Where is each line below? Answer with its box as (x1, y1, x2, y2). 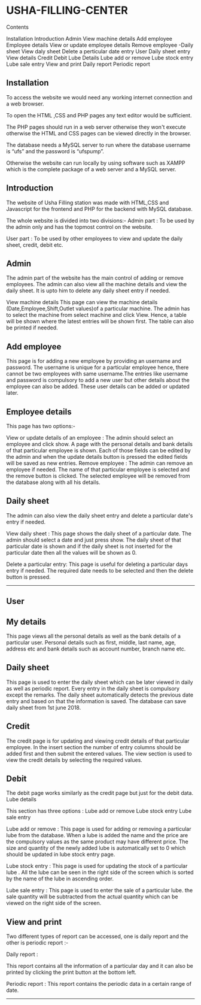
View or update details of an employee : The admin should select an (6, 434, 173, 441)
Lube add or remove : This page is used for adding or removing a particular (6, 825, 191, 833)
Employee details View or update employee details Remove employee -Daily (6, 41, 194, 49)
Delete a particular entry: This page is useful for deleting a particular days (6, 561, 188, 568)
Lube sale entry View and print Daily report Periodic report (6, 60, 151, 68)
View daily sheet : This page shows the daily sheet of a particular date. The (6, 529, 191, 537)
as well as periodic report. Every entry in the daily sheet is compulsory (6, 685, 180, 692)
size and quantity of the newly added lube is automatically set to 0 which (6, 844, 186, 852)
